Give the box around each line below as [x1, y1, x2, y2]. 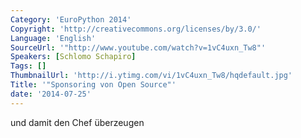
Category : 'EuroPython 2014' [10, 14, 132, 25]
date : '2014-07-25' [10, 89, 92, 99]
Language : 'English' [10, 33, 97, 43]
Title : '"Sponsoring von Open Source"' [10, 80, 177, 90]
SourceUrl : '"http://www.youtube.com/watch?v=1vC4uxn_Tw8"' [10, 42, 267, 53]
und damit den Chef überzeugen [10, 116, 145, 128]
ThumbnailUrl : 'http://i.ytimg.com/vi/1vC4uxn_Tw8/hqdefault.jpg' [10, 71, 293, 81]
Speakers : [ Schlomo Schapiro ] [10, 52, 137, 62]
